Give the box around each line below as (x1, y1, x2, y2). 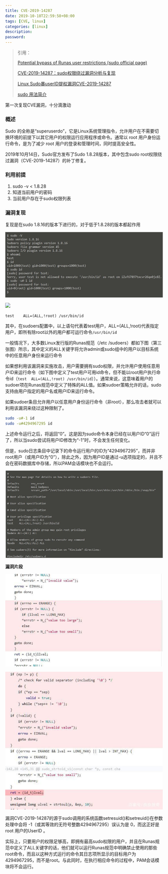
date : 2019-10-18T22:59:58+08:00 (5, 13, 75, 19)
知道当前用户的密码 (12, 189, 52, 195)
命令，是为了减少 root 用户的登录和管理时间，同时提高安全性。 (9, 141, 139, 147)
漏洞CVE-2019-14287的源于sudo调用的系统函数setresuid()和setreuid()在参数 (5, 815, 163, 821)
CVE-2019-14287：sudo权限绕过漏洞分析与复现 (17, 70, 116, 76)
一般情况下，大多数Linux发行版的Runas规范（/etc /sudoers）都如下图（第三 (5, 339, 162, 346)
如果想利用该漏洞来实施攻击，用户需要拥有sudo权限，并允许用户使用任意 (5, 363, 156, 369)
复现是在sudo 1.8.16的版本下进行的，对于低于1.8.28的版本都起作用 (5, 221, 141, 227)
